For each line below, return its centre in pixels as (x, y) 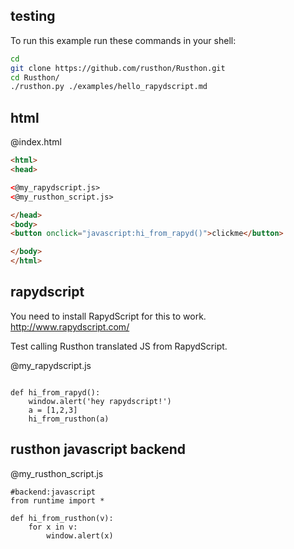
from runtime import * (57, 500)
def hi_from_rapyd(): (55, 392)
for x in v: (53, 527)
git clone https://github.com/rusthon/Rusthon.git (118, 68)
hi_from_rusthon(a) (69, 419)
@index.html (36, 142)
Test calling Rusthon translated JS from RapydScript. (119, 346)
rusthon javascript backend (98, 449)
